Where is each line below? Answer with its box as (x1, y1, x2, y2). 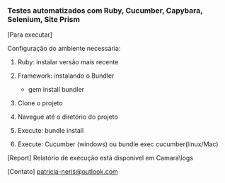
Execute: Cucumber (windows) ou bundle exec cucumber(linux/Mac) (17, 140, 219, 148)
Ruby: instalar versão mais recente (17, 58, 119, 66)
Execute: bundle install (17, 126, 84, 135)
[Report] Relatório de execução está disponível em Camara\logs (7, 154, 193, 163)
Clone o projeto (17, 99, 63, 107)
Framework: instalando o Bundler (17, 71, 115, 80)
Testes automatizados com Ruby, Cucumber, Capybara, (7, 6, 203, 16)
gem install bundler (28, 85, 85, 94)
